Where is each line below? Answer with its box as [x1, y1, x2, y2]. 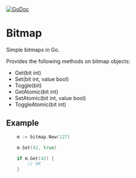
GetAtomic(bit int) [14, 88, 58, 95]
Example [6, 118, 39, 128]
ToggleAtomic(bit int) [14, 101, 67, 108]
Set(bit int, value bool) [14, 75, 69, 83]
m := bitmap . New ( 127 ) [17, 134, 70, 140]
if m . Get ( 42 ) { [17, 155, 55, 161]
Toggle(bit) [14, 82, 42, 89]
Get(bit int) [14, 69, 42, 76]
